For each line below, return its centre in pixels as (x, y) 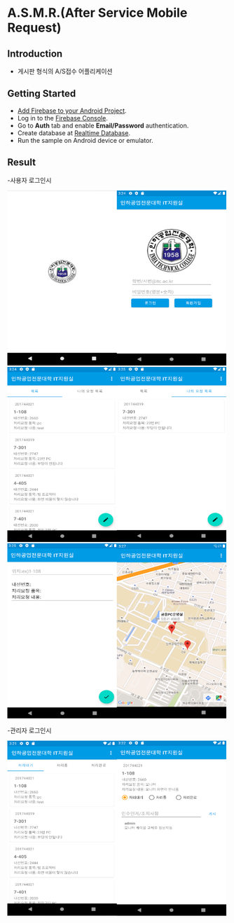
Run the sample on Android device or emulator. (85, 140)
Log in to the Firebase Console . (63, 118)
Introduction (35, 54)
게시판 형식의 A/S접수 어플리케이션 (65, 71)
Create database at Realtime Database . (74, 133)
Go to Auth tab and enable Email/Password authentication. (103, 125)
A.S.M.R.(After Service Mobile (97, 13)
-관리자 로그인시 (29, 730)
